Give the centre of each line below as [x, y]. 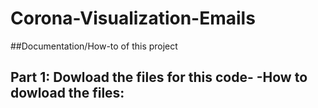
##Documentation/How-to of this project [94, 46]
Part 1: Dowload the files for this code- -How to [159, 77]
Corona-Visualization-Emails [133, 18]
